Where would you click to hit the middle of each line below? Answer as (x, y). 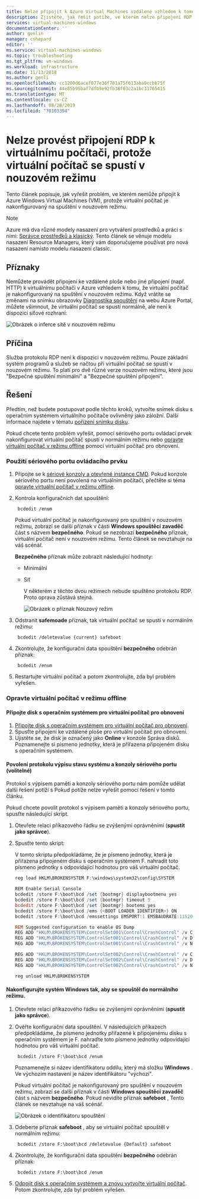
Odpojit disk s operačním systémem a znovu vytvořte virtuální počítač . (101, 1183)
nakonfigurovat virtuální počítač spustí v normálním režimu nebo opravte (95, 440)
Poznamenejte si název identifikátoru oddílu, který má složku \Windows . (104, 1067)
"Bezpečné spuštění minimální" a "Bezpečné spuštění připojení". (85, 376)
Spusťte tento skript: (40, 843)
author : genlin (25, 34)
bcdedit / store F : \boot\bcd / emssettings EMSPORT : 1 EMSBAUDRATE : (97, 916)
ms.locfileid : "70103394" (38, 111)
